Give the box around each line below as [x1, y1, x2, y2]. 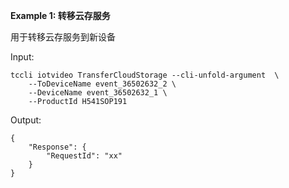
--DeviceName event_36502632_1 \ [28, 88, 168, 98]
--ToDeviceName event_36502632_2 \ [28, 79, 177, 89]
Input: [10, 51, 35, 63]
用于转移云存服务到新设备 [10, 31, 116, 43]
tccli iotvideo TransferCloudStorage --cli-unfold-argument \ [10, 70, 280, 80]
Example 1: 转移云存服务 [10, 10, 111, 21]
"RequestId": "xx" [46, 151, 123, 161]
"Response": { [28, 142, 87, 152]
